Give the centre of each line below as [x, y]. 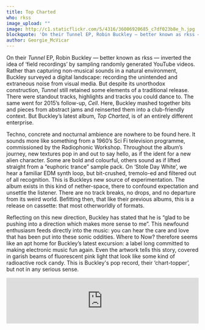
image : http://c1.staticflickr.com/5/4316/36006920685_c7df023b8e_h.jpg [101, 29]
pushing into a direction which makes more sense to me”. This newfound [98, 224]
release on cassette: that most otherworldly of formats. [76, 206]
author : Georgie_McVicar [38, 40]
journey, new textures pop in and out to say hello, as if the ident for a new [99, 154]
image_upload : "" [28, 23]
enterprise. [20, 122]
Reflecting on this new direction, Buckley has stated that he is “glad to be [98, 217]
